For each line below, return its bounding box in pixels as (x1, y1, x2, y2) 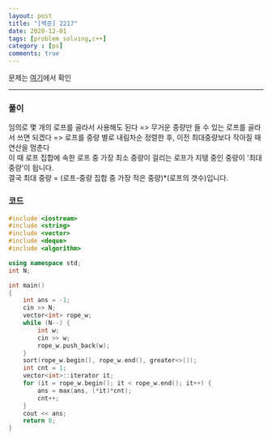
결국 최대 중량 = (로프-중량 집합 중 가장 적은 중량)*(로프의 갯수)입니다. (8, 173, 229, 183)
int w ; (37, 326, 60, 335)
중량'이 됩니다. (8, 163, 54, 173)
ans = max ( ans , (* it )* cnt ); (37, 387, 132, 395)
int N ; (8, 267, 31, 275)
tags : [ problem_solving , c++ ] (8, 34, 107, 43)
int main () (8, 281, 45, 289)
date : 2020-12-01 (8, 27, 67, 35)
